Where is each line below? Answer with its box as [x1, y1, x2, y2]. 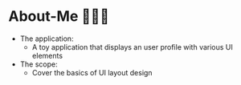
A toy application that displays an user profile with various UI [31, 42, 233, 51]
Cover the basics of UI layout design [31, 67, 153, 77]
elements [31, 51, 63, 60]
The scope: [19, 59, 58, 69]
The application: [19, 34, 74, 43]
